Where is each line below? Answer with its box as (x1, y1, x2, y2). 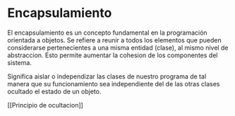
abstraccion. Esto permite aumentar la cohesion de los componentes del (7, 51, 218, 59)
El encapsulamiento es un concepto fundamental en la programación (7, 28, 207, 37)
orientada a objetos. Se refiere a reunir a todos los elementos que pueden (7, 35, 222, 44)
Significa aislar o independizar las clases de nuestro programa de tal (7, 72, 207, 81)
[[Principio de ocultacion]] (7, 100, 83, 109)
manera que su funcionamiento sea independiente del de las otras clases (7, 79, 220, 88)
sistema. (7, 58, 32, 66)
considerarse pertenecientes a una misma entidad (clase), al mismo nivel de (7, 43, 229, 52)
